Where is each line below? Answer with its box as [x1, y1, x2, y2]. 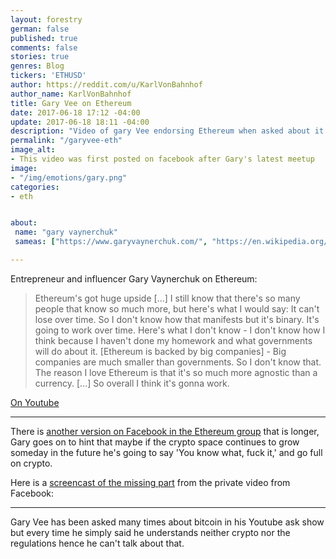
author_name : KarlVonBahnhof [10, 89, 132, 99]
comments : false [10, 42, 78, 53]
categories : [10, 182, 60, 192]
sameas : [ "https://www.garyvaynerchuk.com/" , [14, 237, 208, 247]
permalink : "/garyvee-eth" [10, 136, 123, 146]
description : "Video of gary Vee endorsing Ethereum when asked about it [10, 126, 325, 136]
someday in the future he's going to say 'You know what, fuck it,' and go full [10, 446, 323, 458]
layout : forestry [10, 14, 83, 25]
